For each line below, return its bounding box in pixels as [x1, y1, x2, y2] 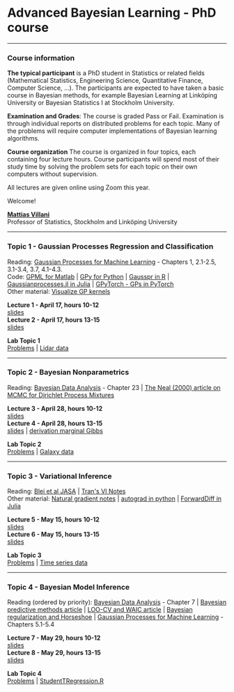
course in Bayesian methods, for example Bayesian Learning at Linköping [7, 91, 218, 100]
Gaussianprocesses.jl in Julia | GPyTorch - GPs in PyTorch [7, 280, 174, 288]
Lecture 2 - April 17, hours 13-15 [7, 315, 100, 324]
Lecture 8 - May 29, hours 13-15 [7, 649, 101, 657]
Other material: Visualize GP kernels [7, 287, 111, 295]
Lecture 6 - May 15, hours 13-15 [7, 530, 100, 539]
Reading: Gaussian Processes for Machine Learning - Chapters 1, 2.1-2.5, [7, 258, 217, 266]
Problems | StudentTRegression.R [7, 677, 104, 685]
